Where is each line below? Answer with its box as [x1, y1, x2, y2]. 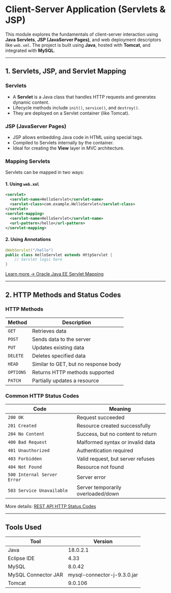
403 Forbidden [8, 456, 42, 462]
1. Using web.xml [5, 181, 40, 187]
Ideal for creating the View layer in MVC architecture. [12, 145, 125, 151]
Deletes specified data [32, 352, 86, 359]
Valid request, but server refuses [76, 455, 155, 462]
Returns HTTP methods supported [32, 369, 115, 376]
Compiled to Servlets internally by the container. [12, 139, 114, 145]
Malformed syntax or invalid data [76, 439, 155, 446]
